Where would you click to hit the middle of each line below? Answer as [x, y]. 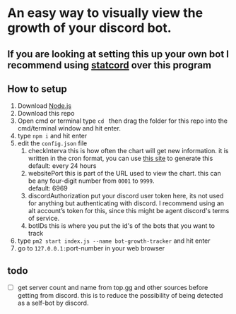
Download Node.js [45, 106]
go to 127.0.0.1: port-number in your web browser [91, 248]
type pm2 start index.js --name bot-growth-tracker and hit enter [114, 241]
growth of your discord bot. [89, 28]
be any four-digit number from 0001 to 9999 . [91, 181]
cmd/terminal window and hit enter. [69, 128]
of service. [44, 218]
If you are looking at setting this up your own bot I [118, 54]
